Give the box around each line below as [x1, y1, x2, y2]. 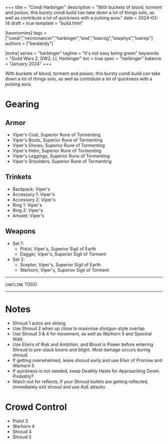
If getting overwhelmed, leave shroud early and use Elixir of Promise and [12, 357, 162, 363]
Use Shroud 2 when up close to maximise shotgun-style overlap [12, 325, 145, 331]
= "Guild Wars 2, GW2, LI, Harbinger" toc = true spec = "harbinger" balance [5, 55, 161, 61]
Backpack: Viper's [12, 186, 50, 192]
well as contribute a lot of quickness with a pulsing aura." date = [5, 15, 137, 20]
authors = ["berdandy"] [5, 40, 53, 46]
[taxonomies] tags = [5, 30, 46, 35]
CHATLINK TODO [5, 281, 37, 287]
